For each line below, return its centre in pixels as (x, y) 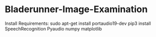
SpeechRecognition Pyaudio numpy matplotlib (53, 28)
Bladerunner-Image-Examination (76, 9)
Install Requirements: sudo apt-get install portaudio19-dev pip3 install (78, 23)
